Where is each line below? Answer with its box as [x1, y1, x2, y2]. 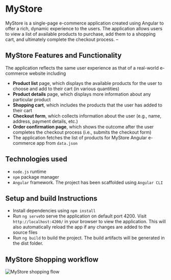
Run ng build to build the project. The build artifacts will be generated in [12, 235, 165, 241]
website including [29, 70, 66, 76]
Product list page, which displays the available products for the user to [12, 80, 162, 86]
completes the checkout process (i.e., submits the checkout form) [12, 129, 152, 135]
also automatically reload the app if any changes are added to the [12, 224, 151, 230]
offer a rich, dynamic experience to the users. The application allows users [5, 25, 162, 31]
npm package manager [12, 174, 60, 180]
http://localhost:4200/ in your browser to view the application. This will [12, 219, 166, 225]
